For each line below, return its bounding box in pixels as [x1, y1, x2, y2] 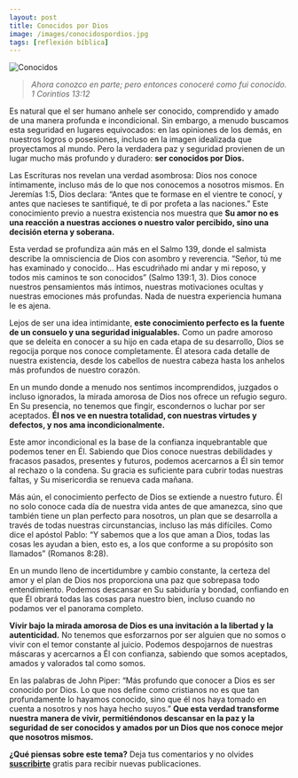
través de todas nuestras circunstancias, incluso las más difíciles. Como [9, 520, 272, 530]
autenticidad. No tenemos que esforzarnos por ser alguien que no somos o [9, 630, 286, 640]
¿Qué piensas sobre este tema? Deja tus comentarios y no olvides [9, 749, 255, 759]
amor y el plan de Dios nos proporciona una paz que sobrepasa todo [9, 575, 260, 585]
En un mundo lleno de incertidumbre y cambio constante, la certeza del [9, 565, 271, 577]
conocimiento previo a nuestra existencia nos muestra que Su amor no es [9, 208, 279, 218]
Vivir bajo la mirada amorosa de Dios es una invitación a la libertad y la [9, 620, 274, 631]
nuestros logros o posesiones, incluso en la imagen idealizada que [9, 134, 253, 145]
